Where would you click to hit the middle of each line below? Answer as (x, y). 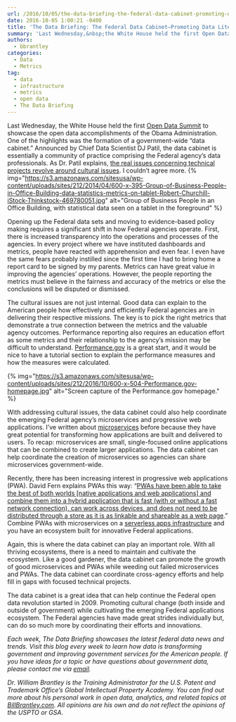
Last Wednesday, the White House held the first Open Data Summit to (108, 125)
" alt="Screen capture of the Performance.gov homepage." (134, 391)
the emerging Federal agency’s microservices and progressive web (104, 419)
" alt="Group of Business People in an (160, 200)
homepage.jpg (28, 391)
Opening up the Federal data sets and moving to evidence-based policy (111, 221)
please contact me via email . (49, 668)
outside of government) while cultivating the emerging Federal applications (116, 610)
